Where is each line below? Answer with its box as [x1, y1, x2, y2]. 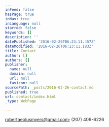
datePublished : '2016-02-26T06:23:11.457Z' [5, 39, 96, 44]
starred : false [5, 26, 36, 31]
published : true [5, 90, 38, 95]
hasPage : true [5, 12, 35, 17]
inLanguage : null [5, 21, 41, 26]
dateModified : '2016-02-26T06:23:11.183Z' [5, 44, 94, 49]
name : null [9, 67, 32, 72]
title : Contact [5, 48, 36, 53]
